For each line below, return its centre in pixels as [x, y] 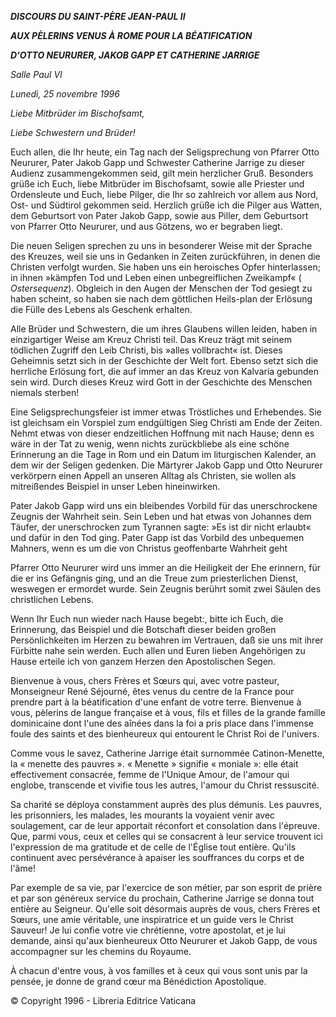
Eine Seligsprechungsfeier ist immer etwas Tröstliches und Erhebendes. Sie [166, 412]
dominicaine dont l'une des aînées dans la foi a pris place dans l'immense [162, 723]
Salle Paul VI [36, 74]
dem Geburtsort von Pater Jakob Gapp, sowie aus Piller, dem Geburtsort [159, 215]
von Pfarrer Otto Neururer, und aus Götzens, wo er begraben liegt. [146, 226]
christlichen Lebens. [52, 599]
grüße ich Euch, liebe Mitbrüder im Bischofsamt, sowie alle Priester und [157, 184]
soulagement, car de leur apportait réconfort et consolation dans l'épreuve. [165, 825]
